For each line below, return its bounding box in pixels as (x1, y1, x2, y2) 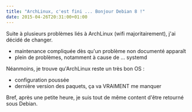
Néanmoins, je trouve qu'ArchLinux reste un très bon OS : (6, 65, 145, 72)
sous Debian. (6, 100, 38, 107)
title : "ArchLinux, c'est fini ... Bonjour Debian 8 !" (6, 8, 145, 15)
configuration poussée (14, 76, 69, 83)
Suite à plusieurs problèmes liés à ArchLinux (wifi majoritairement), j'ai (6, 30, 176, 37)
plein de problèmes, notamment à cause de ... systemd (14, 54, 148, 61)
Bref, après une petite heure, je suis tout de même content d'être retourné (6, 94, 184, 101)
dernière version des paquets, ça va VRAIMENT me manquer (14, 82, 162, 89)
